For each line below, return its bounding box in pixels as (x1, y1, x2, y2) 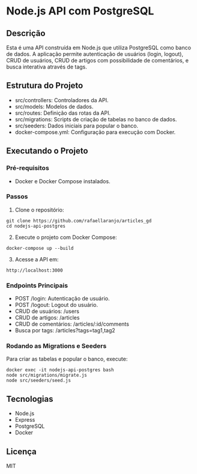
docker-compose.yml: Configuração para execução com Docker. (14, 128, 176, 136)
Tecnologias (6, 393, 53, 404)
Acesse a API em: (14, 255, 59, 263)
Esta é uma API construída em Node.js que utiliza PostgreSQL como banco (6, 44, 191, 51)
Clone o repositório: (14, 206, 64, 213)
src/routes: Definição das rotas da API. (14, 109, 111, 117)
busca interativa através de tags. (6, 63, 87, 70)
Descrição (6, 28, 46, 38)
